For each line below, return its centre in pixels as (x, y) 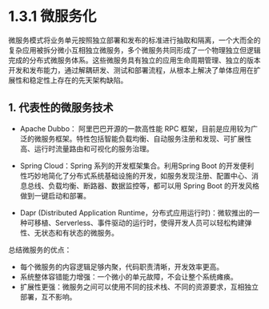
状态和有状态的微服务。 (80, 232)
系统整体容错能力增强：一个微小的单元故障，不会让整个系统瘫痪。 (128, 276)
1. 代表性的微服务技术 (61, 108)
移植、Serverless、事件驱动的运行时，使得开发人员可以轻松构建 (140, 223)
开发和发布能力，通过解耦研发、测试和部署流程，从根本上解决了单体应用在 (131, 70)
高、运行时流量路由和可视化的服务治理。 (86, 148)
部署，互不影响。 (48, 296)
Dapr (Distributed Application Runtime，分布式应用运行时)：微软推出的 (137, 212)
